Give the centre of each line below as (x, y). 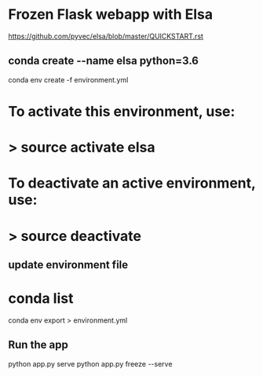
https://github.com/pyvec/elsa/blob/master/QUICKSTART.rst (106, 36)
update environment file (68, 265)
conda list (41, 299)
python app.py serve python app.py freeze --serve (90, 363)
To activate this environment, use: (122, 111)
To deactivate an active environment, (132, 183)
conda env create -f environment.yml (68, 79)
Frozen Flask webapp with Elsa (111, 15)
